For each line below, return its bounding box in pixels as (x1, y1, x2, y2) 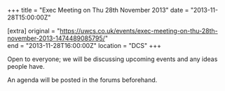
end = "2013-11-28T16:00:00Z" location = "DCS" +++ (7, 42, 162, 49)
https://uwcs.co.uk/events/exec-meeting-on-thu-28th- (59, 27, 219, 35)
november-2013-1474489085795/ (7, 34, 105, 42)
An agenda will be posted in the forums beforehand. (7, 76, 158, 84)
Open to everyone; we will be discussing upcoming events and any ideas (7, 55, 218, 63)
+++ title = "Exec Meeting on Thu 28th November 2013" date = (7, 6, 189, 14)
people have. (7, 63, 45, 70)
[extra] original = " (7, 27, 60, 35)
